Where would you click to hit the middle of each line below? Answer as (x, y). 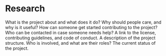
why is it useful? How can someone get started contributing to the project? (81, 27)
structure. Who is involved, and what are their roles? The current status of (81, 43)
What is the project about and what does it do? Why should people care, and (83, 22)
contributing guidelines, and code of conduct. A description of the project (80, 38)
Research (25, 9)
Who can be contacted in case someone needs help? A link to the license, (81, 32)
